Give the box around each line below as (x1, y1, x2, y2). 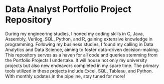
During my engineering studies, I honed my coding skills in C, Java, (5, 30, 144, 36)
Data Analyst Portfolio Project (5, 3, 131, 15)
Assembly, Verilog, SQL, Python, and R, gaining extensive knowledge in (5, 36, 153, 42)
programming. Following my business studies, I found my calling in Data (5, 41, 154, 47)
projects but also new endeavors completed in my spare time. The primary (5, 62, 159, 68)
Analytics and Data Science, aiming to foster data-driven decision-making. (5, 46, 159, 52)
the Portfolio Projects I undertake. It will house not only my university (5, 57, 147, 63)
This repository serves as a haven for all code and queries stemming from (5, 51, 158, 58)
